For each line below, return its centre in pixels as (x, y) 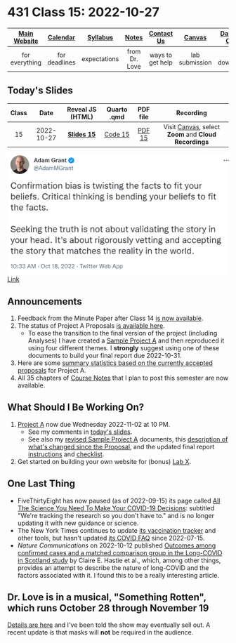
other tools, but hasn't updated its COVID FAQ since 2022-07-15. (111, 538)
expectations (100, 59)
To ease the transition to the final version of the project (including (123, 333)
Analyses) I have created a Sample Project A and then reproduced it (126, 340)
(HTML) (81, 117)
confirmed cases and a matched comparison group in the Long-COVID (120, 552)
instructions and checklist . (66, 454)
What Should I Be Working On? (76, 407)
